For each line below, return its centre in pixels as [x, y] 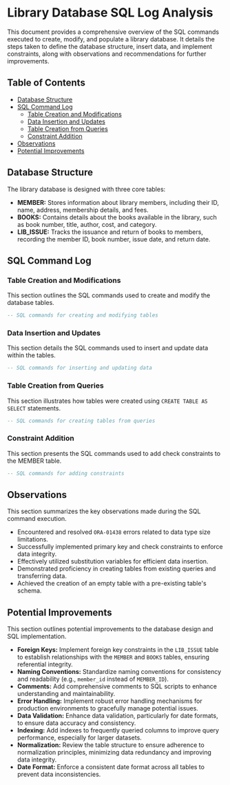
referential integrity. [45, 664]
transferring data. [42, 576]
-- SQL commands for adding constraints [66, 473]
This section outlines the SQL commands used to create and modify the [109, 295]
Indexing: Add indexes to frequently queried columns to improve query [118, 731]
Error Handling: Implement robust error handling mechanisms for [110, 701]
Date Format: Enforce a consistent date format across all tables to [111, 767]
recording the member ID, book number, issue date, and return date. [114, 239]
